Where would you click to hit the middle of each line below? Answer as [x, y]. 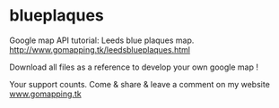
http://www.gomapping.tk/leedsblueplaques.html [100, 49]
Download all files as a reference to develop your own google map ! [134, 67]
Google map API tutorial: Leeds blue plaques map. [102, 40]
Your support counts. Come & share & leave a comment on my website [140, 84]
